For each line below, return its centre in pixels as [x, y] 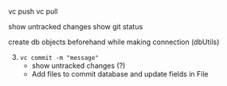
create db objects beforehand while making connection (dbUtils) [114, 42]
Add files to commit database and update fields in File [120, 74]
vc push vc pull [33, 11]
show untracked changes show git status [76, 26]
